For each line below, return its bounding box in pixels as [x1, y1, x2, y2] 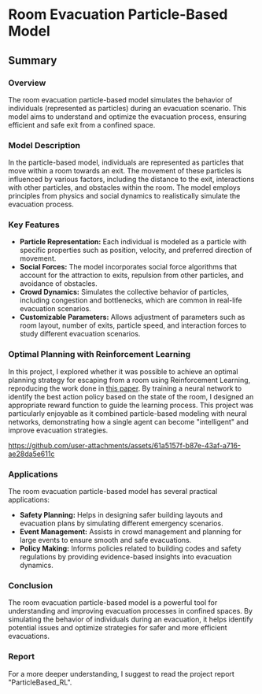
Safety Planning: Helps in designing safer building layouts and [19, 510, 223, 520]
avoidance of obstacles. [19, 279, 98, 288]
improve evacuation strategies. [8, 425, 109, 435]
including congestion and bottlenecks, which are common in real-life [19, 295, 242, 305]
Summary [8, 54, 57, 67]
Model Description [8, 139, 81, 150]
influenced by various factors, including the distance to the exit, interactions [8, 175, 255, 184]
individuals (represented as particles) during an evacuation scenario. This [8, 103, 247, 113]
